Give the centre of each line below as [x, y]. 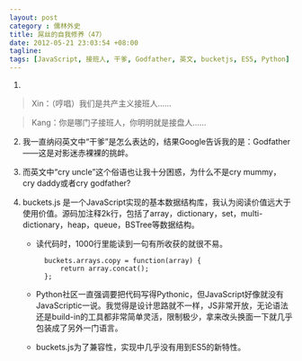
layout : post [34, 18]
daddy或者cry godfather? [84, 183]
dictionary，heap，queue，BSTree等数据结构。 [111, 225]
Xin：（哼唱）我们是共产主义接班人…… [102, 103]
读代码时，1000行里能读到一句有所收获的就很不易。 [131, 244]
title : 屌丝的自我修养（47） [58, 34]
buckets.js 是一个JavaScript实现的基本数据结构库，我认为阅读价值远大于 [156, 202]
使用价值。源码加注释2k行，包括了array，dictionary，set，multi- [142, 213]
